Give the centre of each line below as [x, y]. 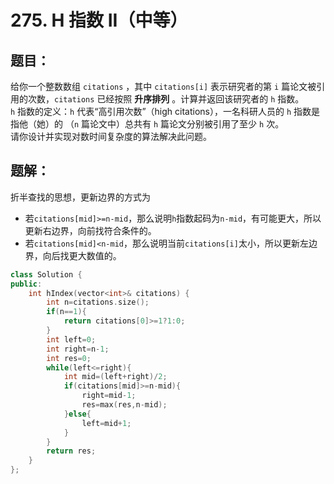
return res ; [71, 451]
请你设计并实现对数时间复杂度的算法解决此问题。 [111, 136]
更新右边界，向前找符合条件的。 [90, 230]
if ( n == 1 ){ [66, 312]
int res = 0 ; [69, 358]
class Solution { [46, 274]
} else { [77, 414]
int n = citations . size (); [98, 302]
